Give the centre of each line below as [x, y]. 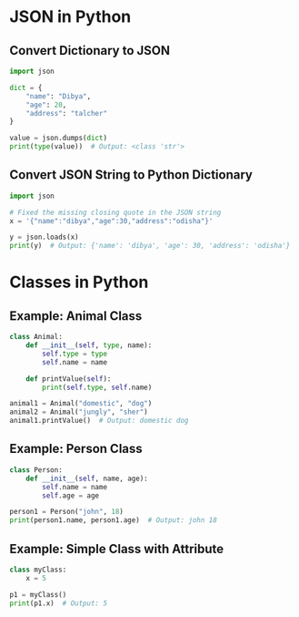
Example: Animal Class [76, 316]
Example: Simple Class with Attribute [117, 549]
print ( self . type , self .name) [97, 387]
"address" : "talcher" [66, 113]
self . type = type [75, 354]
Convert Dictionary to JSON [90, 51]
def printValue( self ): [69, 379]
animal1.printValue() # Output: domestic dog [99, 421]
